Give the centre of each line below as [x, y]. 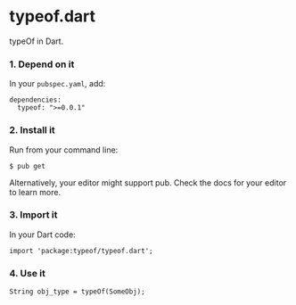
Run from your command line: [64, 150]
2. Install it [32, 130]
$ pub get [28, 166]
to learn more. [35, 192]
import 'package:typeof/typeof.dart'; [81, 251]
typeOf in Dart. [37, 41]
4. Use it [28, 273]
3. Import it [33, 215]
